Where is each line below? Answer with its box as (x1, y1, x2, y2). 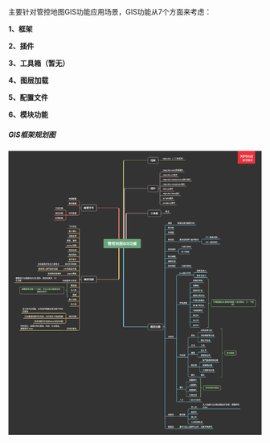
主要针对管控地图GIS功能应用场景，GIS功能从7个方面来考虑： (8, 7, 212, 16)
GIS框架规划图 (8, 130, 56, 139)
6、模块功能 (8, 110, 49, 119)
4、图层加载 (8, 76, 49, 85)
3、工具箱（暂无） (8, 59, 70, 68)
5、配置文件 (8, 93, 48, 102)
